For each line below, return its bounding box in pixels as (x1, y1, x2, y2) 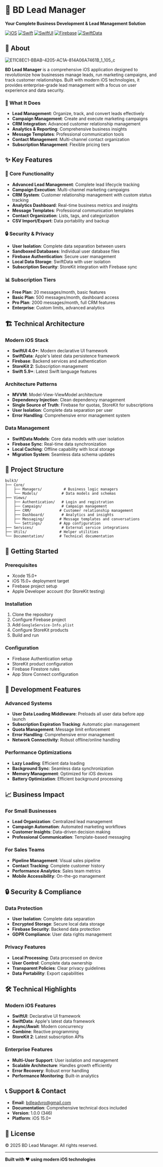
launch (12, 716, 26, 722)
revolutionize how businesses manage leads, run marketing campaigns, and (5, 72, 157, 78)
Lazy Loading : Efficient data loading (12, 760, 85, 766)
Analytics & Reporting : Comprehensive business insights (12, 126, 127, 132)
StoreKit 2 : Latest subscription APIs (12, 1034, 84, 1040)
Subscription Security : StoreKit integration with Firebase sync (12, 264, 137, 270)
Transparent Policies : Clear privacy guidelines (12, 965, 106, 971)
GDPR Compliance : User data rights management (12, 931, 112, 937)
